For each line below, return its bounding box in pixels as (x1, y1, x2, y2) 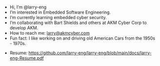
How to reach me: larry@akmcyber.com (9, 30, 90, 36)
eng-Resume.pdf (9, 55, 44, 61)
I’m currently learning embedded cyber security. (9, 15, 107, 20)
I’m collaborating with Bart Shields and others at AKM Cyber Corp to (9, 20, 147, 25)
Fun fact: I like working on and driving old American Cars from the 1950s (9, 35, 155, 41)
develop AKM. (9, 25, 39, 31)
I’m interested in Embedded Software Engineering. (9, 9, 111, 15)
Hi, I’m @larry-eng (9, 4, 47, 10)
